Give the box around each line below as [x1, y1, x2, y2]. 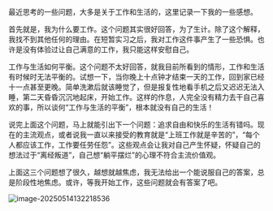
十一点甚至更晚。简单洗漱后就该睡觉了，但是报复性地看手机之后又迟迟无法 [8, 82, 258, 92]
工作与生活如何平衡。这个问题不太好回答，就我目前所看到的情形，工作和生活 [8, 62, 265, 71]
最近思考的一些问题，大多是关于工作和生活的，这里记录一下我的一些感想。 [8, 7, 258, 16]
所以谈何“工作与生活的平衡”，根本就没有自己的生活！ [36, 102, 214, 112]
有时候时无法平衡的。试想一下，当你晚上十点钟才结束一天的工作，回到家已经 [8, 72, 265, 81]
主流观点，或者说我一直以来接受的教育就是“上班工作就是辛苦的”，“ [22, 130, 246, 140]
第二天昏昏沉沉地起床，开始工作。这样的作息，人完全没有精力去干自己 [22, 93, 258, 101]
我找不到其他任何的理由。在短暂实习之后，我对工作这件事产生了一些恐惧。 [8, 35, 258, 44]
